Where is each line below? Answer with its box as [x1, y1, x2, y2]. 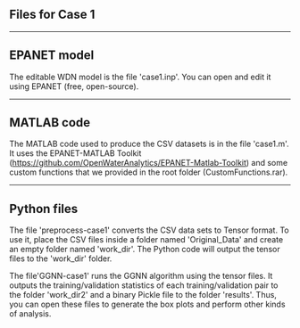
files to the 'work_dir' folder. [9, 253, 112, 264]
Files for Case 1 [9, 7, 96, 22]
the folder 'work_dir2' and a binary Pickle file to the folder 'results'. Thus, [9, 290, 277, 300]
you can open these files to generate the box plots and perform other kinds [9, 299, 286, 310]
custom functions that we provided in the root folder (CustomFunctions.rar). [9, 167, 288, 177]
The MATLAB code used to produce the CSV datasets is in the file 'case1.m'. [9, 138, 289, 150]
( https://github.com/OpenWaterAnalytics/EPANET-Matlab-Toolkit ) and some [9, 158, 288, 168]
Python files [9, 201, 79, 217]
